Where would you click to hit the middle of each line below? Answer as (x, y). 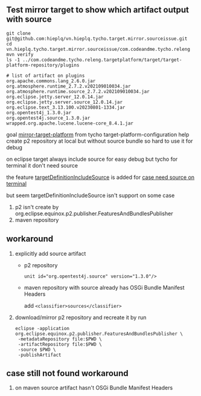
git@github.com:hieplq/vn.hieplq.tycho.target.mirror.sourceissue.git (97, 39)
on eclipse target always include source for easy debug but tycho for (92, 159)
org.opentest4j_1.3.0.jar (39, 112)
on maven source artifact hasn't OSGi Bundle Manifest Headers (94, 388)
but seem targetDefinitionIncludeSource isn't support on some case (91, 195)
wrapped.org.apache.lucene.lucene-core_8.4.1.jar (70, 123)
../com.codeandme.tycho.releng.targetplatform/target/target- (102, 60)
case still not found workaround (67, 373)
